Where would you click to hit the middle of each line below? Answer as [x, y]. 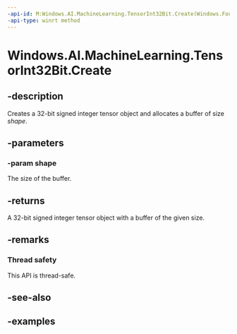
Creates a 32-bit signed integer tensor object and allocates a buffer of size [116, 113]
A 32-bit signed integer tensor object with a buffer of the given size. [106, 217]
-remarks [28, 240]
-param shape [32, 163]
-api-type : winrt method [44, 20]
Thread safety [32, 260]
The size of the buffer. [39, 179]
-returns [26, 201]
